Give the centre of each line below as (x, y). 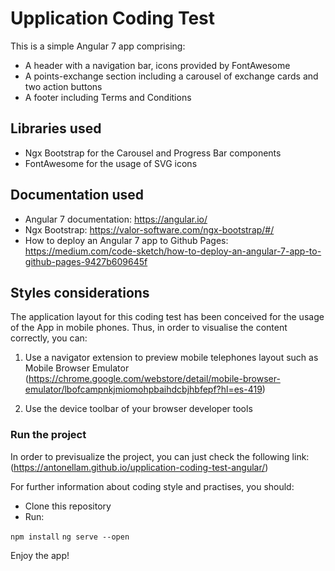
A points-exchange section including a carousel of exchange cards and (171, 76)
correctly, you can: (49, 338)
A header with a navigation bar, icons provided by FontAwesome (157, 65)
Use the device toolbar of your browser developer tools (138, 409)
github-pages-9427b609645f (86, 261)
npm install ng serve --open (70, 537)
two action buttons (63, 86)
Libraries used (56, 128)
